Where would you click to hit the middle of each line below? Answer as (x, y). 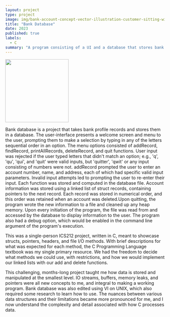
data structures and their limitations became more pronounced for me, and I (84, 299)
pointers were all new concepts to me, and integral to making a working (80, 283)
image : (12, 19)
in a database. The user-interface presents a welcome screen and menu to (83, 135)
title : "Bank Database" (30, 24)
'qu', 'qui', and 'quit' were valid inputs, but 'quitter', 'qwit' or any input (77, 162)
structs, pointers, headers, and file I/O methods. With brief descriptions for (83, 241)
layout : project (22, 10)
